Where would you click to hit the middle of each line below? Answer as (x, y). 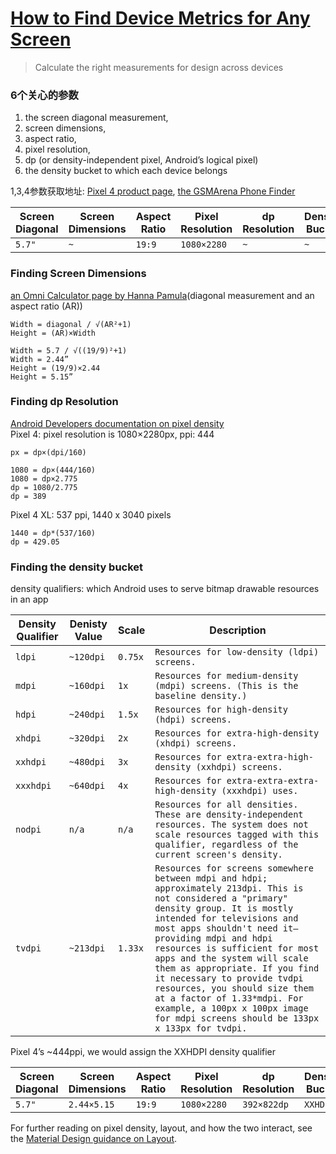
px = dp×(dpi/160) (48, 452)
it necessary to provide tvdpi (229, 978)
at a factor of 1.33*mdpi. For (229, 998)
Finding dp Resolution (64, 402)
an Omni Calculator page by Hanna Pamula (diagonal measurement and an (162, 295)
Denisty (88, 624)
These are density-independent (229, 815)
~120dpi (87, 657)
